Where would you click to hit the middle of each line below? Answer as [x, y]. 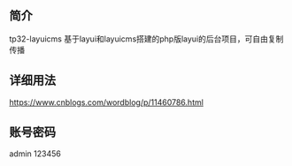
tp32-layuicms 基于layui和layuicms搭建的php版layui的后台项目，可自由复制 [146, 39]
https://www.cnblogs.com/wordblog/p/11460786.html [106, 102]
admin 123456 [35, 154]
